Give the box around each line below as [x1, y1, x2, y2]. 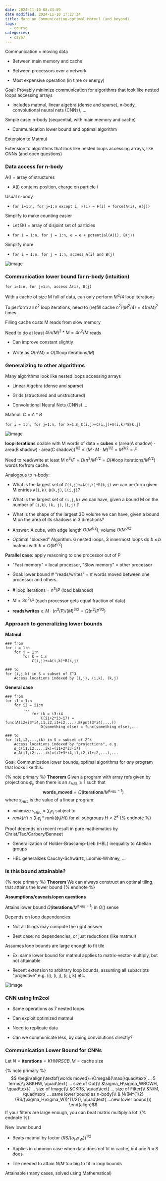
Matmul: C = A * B [5, 412, 42, 418]
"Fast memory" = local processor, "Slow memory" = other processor [12, 562, 153, 568]
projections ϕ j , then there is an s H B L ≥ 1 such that [5, 779, 106, 787]
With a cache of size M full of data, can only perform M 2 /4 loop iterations [5, 293, 155, 300]
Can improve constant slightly [12, 339, 73, 345]
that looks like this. [5, 764, 44, 771]
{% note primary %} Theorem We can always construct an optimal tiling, [5, 879, 154, 885]
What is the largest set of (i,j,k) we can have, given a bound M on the [12, 496, 159, 502]
